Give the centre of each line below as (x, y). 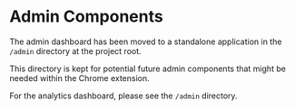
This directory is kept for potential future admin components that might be (147, 69)
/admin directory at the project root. (76, 50)
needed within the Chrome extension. (79, 78)
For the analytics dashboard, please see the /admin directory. (123, 96)
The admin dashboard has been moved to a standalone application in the (146, 41)
